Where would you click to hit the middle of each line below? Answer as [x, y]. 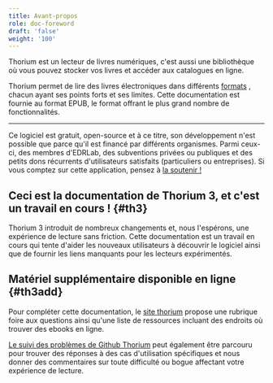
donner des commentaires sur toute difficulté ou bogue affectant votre [126, 362]
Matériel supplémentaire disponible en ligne [122, 279]
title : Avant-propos [43, 16]
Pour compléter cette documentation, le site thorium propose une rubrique [133, 311]
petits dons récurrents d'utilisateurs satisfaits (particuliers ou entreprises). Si [136, 161]
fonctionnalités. [35, 112]
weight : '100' [32, 39]
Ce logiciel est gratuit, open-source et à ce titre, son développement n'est [132, 136]
